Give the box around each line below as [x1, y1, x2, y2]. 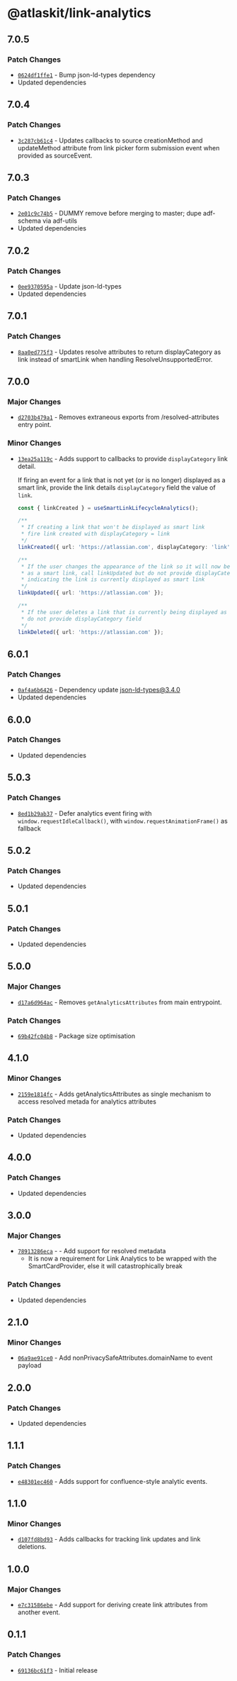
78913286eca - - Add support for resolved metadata [17, 1247, 166, 1255]
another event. [17, 1608, 61, 1616]
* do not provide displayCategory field [21, 615, 141, 622]
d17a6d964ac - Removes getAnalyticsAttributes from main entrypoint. [17, 998, 222, 1006]
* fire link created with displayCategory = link [21, 531, 170, 538]
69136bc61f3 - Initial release [17, 1665, 98, 1675]
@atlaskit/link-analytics [7, 5, 151, 21]
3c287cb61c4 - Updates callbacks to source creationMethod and [17, 136, 203, 145]
